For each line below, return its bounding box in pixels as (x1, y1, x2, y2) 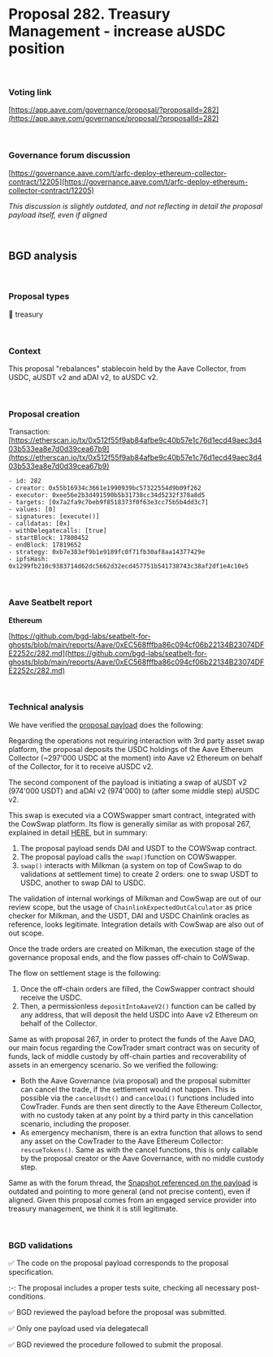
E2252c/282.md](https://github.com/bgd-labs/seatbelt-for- (8, 648, 208, 658)
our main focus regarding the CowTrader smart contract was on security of (8, 1043, 260, 1052)
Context (8, 345, 41, 357)
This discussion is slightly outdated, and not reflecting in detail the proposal (8, 201, 262, 211)
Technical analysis (8, 702, 84, 713)
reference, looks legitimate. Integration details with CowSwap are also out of (8, 919, 264, 929)
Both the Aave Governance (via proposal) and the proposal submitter (19, 1075, 251, 1085)
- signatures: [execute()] (8, 512, 100, 521)
